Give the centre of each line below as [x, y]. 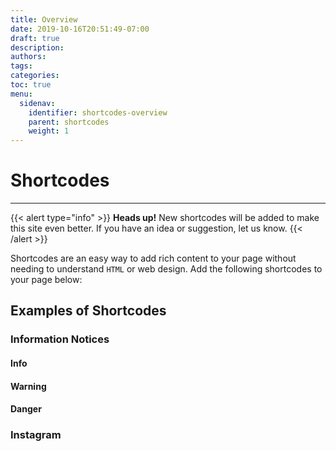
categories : [35, 76]
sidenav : [37, 103]
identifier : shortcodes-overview [98, 112]
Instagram [36, 435]
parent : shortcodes [69, 122]
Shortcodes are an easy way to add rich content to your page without [153, 258]
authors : [28, 57]
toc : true [31, 85]
